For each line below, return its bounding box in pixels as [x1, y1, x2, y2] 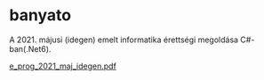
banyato [9, 5, 72, 25]
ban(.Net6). [9, 43, 52, 54]
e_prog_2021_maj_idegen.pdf [9, 61, 117, 71]
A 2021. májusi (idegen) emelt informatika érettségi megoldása [9, 34, 238, 45]
